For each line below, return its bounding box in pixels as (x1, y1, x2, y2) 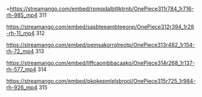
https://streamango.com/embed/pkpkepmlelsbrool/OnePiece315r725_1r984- (6, 78, 196, 84)
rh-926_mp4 (6, 84, 38, 91)
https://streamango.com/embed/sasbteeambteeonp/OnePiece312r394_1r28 (6, 23, 194, 30)
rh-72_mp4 (6, 48, 34, 55)
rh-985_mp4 (6, 11, 38, 19)
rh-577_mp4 (6, 66, 37, 73)
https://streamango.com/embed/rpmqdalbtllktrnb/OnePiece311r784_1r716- (10, 5, 194, 12)
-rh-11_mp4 (6, 30, 35, 37)
